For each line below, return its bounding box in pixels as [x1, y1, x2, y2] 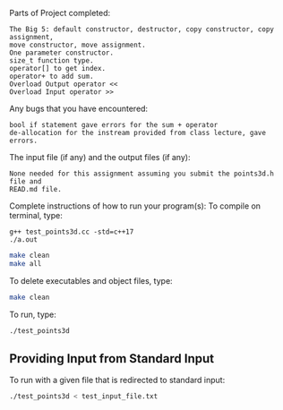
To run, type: [9, 309, 56, 320]
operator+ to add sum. [9, 72, 94, 81]
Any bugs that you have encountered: [9, 103, 149, 114]
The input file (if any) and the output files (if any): [9, 152, 191, 162]
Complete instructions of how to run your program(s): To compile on [9, 201, 262, 211]
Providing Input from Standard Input [9, 351, 215, 366]
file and [9, 177, 42, 186]
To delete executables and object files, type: [9, 275, 173, 286]
